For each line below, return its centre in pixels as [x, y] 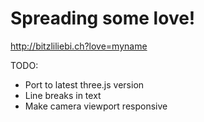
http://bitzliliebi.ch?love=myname [79, 46]
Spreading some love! [103, 18]
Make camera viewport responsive [96, 106]
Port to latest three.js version [84, 84]
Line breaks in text [63, 95]
